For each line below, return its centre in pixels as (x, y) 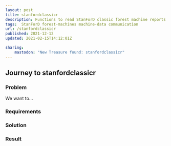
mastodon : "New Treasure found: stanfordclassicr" (70, 52)
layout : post (19, 10)
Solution (16, 125)
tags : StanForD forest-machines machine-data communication (72, 24)
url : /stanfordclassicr (31, 29)
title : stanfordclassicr (32, 15)
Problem (16, 87)
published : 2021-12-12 (29, 34)
